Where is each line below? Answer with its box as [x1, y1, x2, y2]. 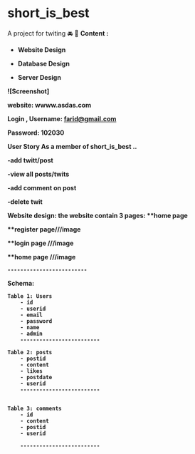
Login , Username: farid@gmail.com [7, 114, 117, 123]
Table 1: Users [7, 292, 53, 300]
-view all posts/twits [7, 170, 70, 178]
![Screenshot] [7, 87, 50, 96]
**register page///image [7, 225, 81, 233]
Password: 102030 [7, 128, 65, 137]
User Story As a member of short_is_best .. [7, 142, 137, 150]
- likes [20, 367, 43, 375]
